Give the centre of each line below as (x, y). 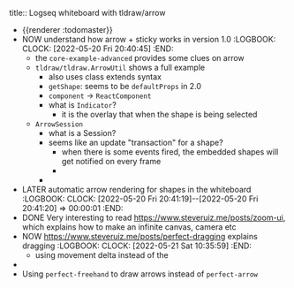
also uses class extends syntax (105, 77)
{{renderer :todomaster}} (67, 30)
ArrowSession (59, 125)
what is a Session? (82, 133)
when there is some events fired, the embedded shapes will (170, 152)
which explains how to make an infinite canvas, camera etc (129, 227)
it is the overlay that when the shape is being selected (159, 114)
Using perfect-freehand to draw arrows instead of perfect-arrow (140, 274)
